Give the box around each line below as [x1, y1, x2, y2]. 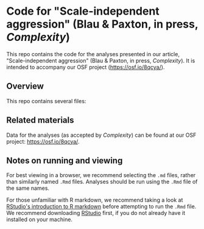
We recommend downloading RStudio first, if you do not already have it [6, 209, 186, 217]
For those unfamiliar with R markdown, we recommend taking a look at [6, 197, 183, 204]
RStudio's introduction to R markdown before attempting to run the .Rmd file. [6, 203, 197, 210]
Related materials [6, 115, 74, 126]
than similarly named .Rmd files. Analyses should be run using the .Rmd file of [6, 178, 198, 186]
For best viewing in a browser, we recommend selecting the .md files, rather [6, 172, 196, 179]
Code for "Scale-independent [6, 4, 160, 18]
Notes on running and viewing [6, 155, 123, 165]
